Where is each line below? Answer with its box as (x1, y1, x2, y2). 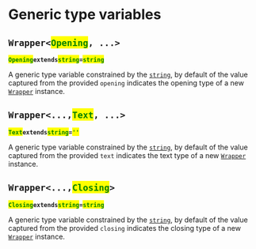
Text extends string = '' (8, 128, 80, 136)
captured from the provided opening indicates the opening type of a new (8, 78, 244, 88)
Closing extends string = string (8, 201, 105, 209)
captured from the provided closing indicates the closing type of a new (8, 223, 242, 232)
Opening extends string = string (8, 56, 105, 64)
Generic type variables (8, 6, 162, 24)
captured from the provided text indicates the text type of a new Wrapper (8, 150, 246, 160)
